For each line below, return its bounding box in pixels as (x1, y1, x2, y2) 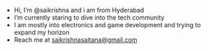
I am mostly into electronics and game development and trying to (13, 21, 201, 29)
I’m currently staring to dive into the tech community (13, 13, 165, 22)
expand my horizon (13, 28, 70, 36)
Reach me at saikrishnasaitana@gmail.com (13, 36, 138, 44)
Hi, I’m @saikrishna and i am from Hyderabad (13, 6, 144, 14)
